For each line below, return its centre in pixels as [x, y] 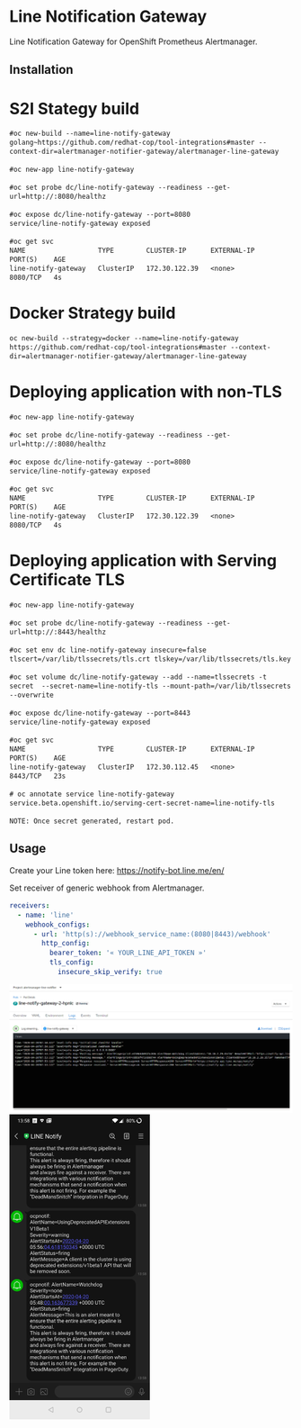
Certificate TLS [67, 580]
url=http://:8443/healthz [58, 632]
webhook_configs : [58, 925]
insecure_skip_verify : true [110, 972]
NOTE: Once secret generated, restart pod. [92, 821]
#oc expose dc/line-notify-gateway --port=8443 [100, 713]
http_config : [66, 944]
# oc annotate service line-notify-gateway [92, 794]
